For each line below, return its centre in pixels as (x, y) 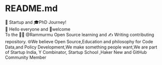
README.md (31, 8)
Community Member (26, 57)
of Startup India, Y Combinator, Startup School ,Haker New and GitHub (76, 52)
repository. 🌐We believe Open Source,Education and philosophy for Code (79, 41)
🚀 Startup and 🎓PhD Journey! (36, 22)
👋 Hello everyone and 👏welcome (38, 29)
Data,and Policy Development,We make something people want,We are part (81, 47)
